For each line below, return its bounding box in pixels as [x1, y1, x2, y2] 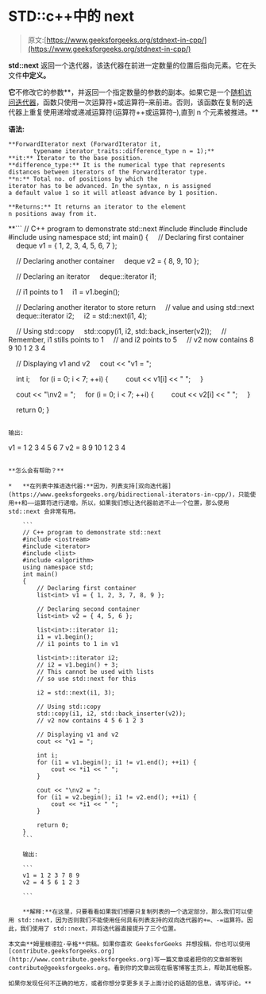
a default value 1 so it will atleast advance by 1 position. [8, 189, 218, 197]
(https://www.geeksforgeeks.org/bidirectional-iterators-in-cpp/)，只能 [8, 491, 250, 499]
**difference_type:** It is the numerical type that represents [8, 161, 226, 169]
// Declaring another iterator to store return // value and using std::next [15, 302, 255, 311]
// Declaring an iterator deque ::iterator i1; [15, 272, 157, 281]
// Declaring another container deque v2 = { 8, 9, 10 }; [15, 256, 200, 265]
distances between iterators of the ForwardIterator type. [8, 168, 208, 176]
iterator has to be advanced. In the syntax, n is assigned [8, 182, 212, 190]
